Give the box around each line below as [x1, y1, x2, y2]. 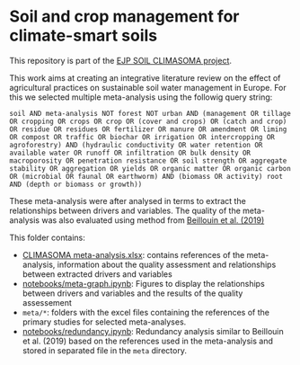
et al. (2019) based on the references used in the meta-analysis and [22, 335, 274, 346]
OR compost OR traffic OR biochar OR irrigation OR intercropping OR [9, 132, 276, 141]
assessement [22, 297, 72, 307]
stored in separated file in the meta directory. [22, 344, 187, 356]
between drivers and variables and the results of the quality [22, 288, 243, 298]
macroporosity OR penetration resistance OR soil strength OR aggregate [9, 156, 287, 165]
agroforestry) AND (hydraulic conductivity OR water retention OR [9, 140, 263, 149]
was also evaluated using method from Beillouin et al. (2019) [41, 214, 265, 226]
